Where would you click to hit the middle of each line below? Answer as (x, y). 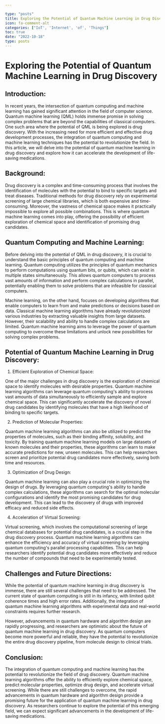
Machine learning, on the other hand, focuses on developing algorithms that (82, 300)
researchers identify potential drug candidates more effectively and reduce (81, 553)
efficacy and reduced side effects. (40, 508)
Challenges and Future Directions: (58, 574)
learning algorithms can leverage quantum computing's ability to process (79, 392)
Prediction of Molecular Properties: (48, 422)
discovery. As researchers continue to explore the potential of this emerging (82, 705)
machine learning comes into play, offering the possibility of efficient (74, 216)
